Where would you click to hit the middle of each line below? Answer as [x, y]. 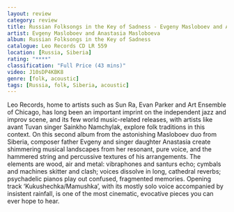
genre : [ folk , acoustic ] [43, 78]
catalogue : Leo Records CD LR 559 [57, 46]
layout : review [29, 14]
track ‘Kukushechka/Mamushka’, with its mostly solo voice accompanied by [116, 186]
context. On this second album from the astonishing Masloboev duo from [112, 135]
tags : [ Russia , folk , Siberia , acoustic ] [68, 85]
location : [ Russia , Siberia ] [49, 53]
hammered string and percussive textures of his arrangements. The [104, 157]
